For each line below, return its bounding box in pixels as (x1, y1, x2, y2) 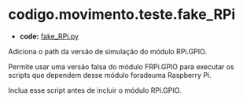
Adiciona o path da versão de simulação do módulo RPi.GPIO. (8, 46, 207, 56)
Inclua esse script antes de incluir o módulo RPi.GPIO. (8, 85, 182, 95)
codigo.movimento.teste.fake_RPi (8, 6, 236, 24)
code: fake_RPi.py (19, 31, 79, 41)
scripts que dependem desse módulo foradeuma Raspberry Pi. (8, 70, 212, 79)
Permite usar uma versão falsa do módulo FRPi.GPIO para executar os (8, 61, 234, 72)
